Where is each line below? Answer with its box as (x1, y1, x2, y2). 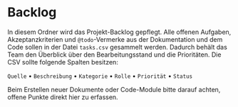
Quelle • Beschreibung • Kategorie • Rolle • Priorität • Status (7, 72, 193, 80)
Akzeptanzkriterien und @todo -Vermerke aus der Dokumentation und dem (7, 35, 223, 43)
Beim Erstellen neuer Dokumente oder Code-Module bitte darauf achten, (7, 85, 221, 94)
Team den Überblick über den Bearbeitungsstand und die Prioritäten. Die (7, 50, 222, 59)
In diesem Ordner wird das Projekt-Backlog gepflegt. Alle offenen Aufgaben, (7, 28, 232, 36)
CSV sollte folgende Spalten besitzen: (7, 57, 119, 66)
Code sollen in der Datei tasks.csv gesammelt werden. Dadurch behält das (7, 43, 228, 51)
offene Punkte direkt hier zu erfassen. (7, 93, 119, 101)
